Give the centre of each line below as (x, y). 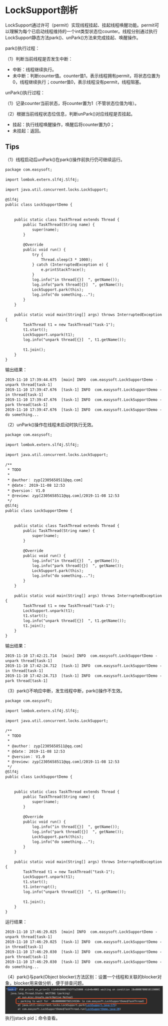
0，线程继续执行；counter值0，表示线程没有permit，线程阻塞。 (78, 82)
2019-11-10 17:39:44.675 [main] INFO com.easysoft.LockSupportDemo (79, 380)
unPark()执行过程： (25, 93)
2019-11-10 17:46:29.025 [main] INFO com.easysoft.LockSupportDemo (79, 932)
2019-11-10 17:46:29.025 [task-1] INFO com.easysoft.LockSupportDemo (81, 942)
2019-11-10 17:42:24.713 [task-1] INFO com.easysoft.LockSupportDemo (81, 676)
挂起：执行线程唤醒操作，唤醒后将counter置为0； (63, 124)
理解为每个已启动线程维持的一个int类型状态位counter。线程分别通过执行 (83, 31)
